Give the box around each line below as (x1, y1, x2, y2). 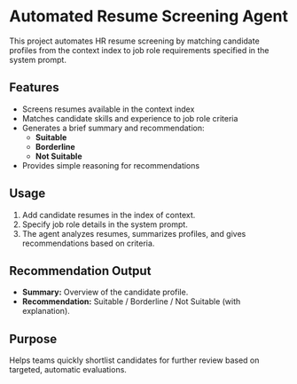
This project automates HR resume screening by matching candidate (9, 35, 260, 46)
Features (9, 80, 59, 95)
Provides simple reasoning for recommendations (21, 160, 200, 170)
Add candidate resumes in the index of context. (21, 209, 196, 220)
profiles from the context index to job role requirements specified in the (9, 44, 270, 55)
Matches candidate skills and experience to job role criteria (21, 113, 238, 123)
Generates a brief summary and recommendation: (21, 122, 206, 133)
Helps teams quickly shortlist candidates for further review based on (9, 355, 260, 365)
